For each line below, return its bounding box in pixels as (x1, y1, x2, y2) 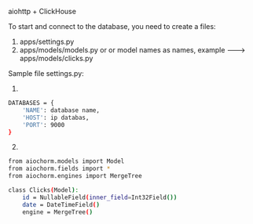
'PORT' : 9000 (22, 121, 65, 128)
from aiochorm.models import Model (8, 157, 125, 165)
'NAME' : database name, (22, 106, 101, 114)
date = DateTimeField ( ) (22, 201, 101, 208)
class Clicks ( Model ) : (8, 186, 79, 194)
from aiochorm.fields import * (8, 164, 111, 173)
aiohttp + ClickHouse (8, 7, 77, 16)
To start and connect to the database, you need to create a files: (8, 22, 216, 31)
